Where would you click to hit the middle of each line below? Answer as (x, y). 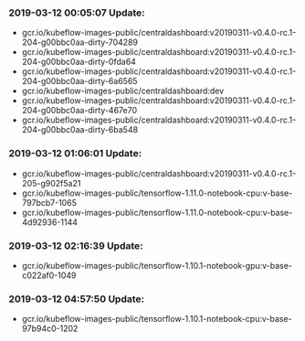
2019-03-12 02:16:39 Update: (76, 246)
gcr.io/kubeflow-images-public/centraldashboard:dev (123, 91)
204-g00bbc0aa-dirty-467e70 (79, 111)
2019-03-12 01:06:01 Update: (75, 154)
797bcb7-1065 (49, 202)
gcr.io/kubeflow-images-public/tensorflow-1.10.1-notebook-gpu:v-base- (157, 265)
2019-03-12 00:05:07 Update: (77, 13)
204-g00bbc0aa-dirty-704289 (80, 42)
